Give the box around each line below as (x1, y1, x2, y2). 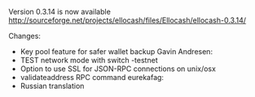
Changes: (8, 32, 41, 40)
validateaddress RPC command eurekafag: (20, 73, 165, 82)
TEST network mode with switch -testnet (20, 56, 158, 65)
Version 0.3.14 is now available (8, 7, 112, 16)
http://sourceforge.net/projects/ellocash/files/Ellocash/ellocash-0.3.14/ (8, 15, 247, 25)
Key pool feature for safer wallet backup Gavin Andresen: (20, 47, 213, 56)
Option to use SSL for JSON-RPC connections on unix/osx (20, 64, 216, 74)
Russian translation (20, 81, 85, 91)
